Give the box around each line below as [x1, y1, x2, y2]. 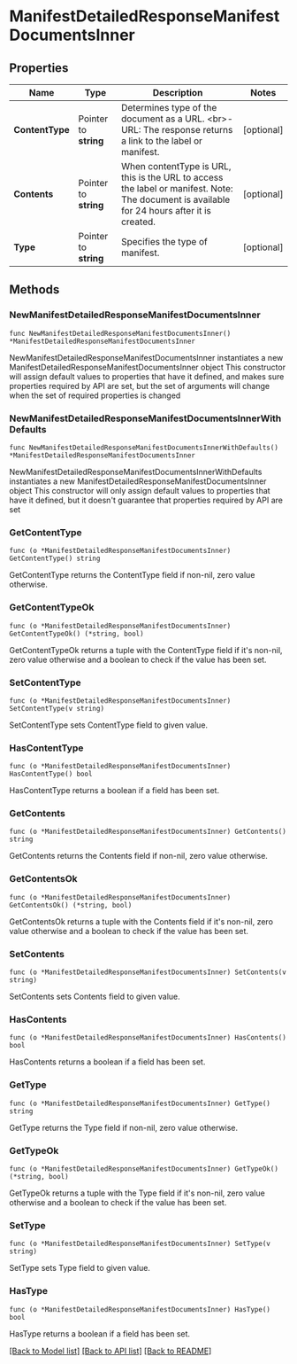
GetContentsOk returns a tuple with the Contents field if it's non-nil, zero [9, 916, 274, 927]
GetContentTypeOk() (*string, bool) [9, 629, 144, 638]
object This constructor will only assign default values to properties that [9, 485, 271, 495]
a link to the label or [120, 135, 203, 147]
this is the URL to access [120, 171, 224, 183]
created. [120, 215, 156, 228]
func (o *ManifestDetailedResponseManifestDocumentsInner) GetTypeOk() [9, 1164, 278, 1173]
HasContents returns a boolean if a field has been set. [9, 1056, 206, 1067]
